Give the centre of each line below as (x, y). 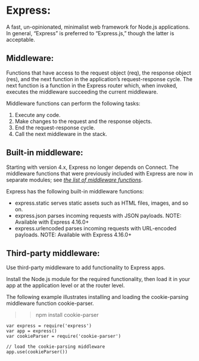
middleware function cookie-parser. (50, 303)
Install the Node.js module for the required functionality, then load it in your (98, 279)
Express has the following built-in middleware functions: (75, 191)
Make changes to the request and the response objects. (83, 121)
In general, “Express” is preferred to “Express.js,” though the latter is (90, 33)
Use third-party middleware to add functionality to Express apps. (86, 268)
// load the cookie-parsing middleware (56, 347)
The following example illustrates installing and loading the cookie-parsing (97, 297)
